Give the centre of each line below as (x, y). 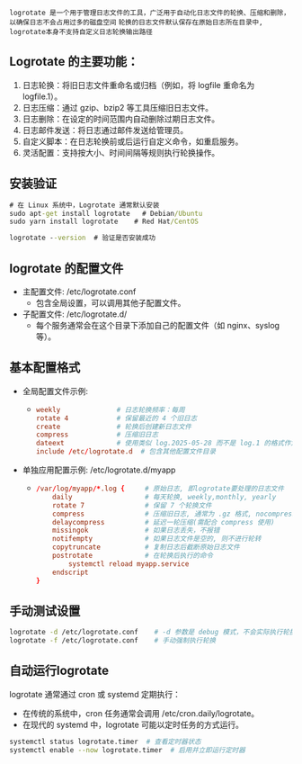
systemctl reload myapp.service (129, 564)
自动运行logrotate (59, 671)
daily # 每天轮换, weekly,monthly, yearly (164, 497)
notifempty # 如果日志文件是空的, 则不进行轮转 (157, 539)
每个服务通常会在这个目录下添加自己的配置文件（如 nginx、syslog (158, 325)
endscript (71, 572)
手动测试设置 (45, 611)
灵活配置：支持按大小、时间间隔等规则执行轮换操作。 (121, 152)
